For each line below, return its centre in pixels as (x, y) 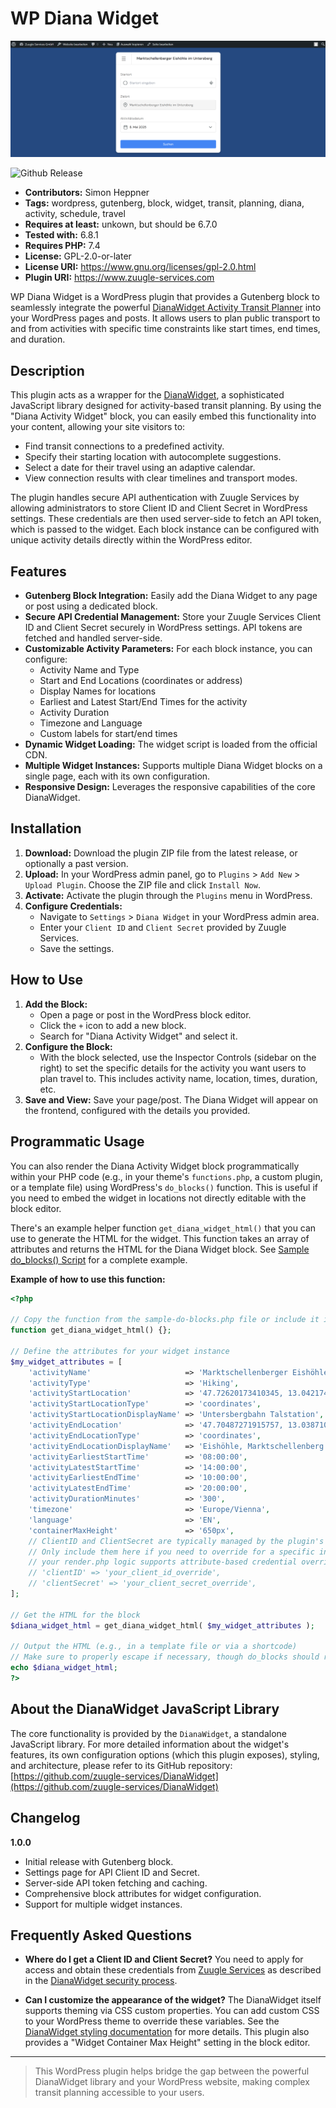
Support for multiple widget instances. (103, 1904)
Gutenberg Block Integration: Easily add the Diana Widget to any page (171, 596)
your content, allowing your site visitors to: (98, 427)
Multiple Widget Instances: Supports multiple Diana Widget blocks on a (173, 766)
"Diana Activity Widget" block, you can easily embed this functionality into (163, 416)
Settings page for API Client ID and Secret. (112, 1872)
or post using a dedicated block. (91, 606)
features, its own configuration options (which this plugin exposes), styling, (165, 1754)
